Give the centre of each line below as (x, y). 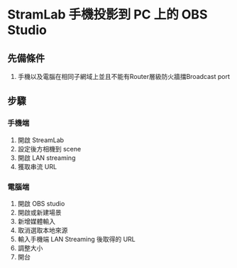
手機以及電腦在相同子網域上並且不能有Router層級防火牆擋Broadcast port (124, 76)
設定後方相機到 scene (49, 149)
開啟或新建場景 (39, 212)
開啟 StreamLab (41, 140)
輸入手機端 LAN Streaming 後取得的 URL (77, 239)
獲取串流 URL (37, 166)
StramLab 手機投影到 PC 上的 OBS (108, 15)
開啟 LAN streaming (46, 158)
